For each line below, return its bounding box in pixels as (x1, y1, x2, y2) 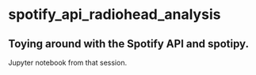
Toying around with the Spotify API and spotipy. (8, 37, 250, 51)
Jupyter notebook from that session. (8, 58, 128, 67)
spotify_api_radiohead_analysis (8, 6, 221, 24)
